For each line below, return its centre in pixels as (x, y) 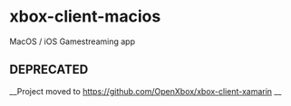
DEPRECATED (49, 70)
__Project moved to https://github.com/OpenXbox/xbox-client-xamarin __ (145, 91)
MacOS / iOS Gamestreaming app (73, 41)
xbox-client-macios (85, 17)
